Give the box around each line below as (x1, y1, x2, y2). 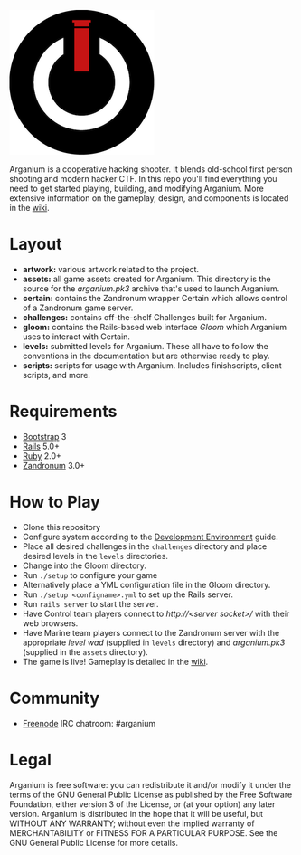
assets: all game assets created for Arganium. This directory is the (22, 273, 271, 284)
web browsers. (22, 617, 79, 629)
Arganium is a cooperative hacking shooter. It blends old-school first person (9, 164, 293, 175)
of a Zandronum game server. (22, 302, 134, 313)
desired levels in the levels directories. (22, 550, 169, 561)
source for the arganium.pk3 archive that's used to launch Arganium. (22, 282, 280, 294)
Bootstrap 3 (22, 431, 67, 442)
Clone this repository (22, 521, 101, 532)
